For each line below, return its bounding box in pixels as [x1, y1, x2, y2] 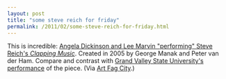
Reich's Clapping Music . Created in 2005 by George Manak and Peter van [7, 49, 219, 58]
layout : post [7, 10, 45, 17]
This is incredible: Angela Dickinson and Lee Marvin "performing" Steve [7, 42, 213, 51]
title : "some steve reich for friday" [7, 17, 120, 24]
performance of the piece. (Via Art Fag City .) [7, 64, 135, 73]
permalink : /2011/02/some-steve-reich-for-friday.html [7, 23, 170, 30]
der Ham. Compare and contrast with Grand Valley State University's [7, 57, 204, 65]
